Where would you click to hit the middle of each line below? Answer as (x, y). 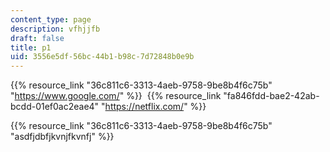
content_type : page (51, 19)
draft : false (37, 38)
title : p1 (31, 47)
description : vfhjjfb (55, 29)
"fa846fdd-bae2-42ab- (271, 96)
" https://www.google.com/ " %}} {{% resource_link (116, 96)
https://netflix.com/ (144, 107)
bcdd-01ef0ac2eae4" (55, 107)
